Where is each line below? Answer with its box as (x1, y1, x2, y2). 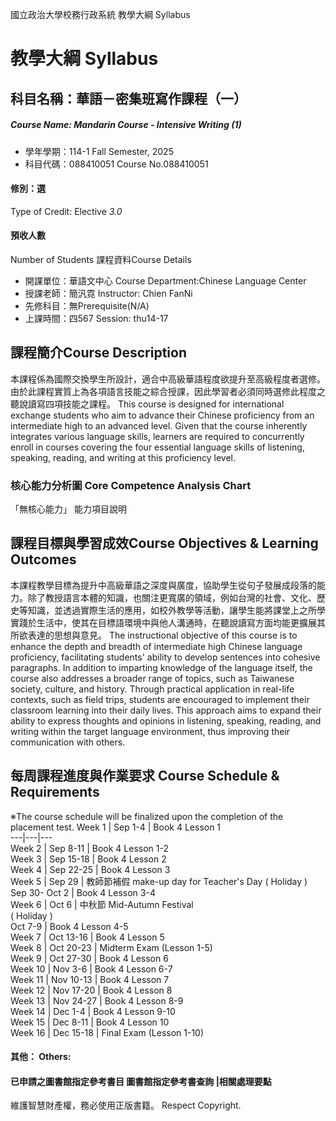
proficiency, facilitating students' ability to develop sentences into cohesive (10, 651, 321, 663)
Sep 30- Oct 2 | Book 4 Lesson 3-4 (10, 886, 156, 898)
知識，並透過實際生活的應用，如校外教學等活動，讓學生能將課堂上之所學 (27, 604, 326, 616)
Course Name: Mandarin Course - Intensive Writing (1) (10, 119, 242, 131)
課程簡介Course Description (10, 344, 187, 362)
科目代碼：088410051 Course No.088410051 (24, 158, 209, 170)
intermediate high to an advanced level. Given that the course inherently (10, 419, 308, 432)
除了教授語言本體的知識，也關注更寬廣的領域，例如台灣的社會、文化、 (27, 591, 317, 603)
